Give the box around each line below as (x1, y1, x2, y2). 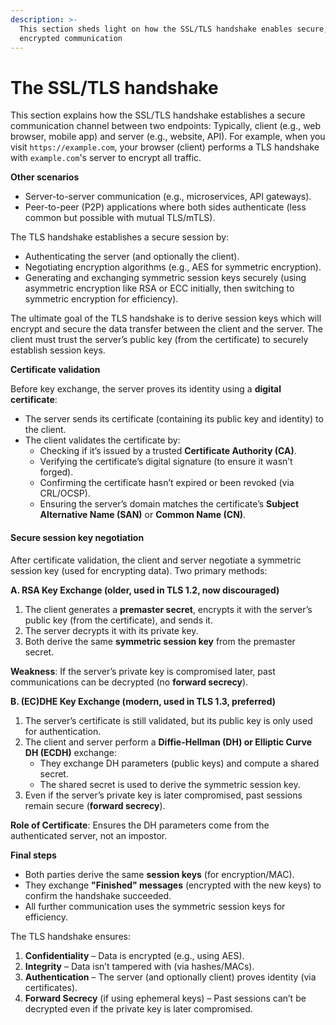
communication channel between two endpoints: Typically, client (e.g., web (10, 120, 322, 132)
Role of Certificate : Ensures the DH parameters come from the (10, 819, 270, 831)
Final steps (10, 849, 57, 861)
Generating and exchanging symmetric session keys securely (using (24, 272, 307, 284)
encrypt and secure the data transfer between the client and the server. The (10, 323, 324, 335)
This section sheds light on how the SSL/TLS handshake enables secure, (19, 24, 329, 34)
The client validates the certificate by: (24, 434, 181, 446)
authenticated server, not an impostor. (10, 829, 168, 841)
